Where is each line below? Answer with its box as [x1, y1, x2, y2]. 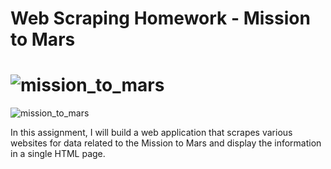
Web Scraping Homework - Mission [10, 7, 311, 30]
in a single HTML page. [10, 148, 106, 160]
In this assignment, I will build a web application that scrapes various [10, 127, 293, 139]
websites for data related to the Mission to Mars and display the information [10, 137, 322, 149]
